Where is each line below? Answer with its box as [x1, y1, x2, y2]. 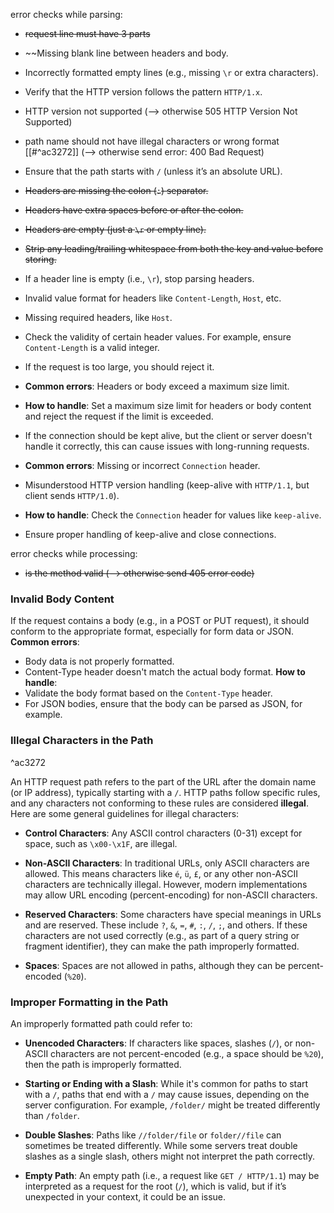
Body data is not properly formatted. [24, 655, 175, 668]
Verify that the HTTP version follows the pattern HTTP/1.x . [24, 86, 263, 98]
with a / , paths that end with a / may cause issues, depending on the [24, 1088, 310, 1100]
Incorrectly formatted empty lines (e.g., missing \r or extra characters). [24, 67, 319, 78]
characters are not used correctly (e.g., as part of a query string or [24, 929, 300, 941]
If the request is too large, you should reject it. [24, 361, 215, 373]
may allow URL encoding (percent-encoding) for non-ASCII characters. [24, 889, 318, 901]
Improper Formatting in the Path [10, 995, 169, 1009]
